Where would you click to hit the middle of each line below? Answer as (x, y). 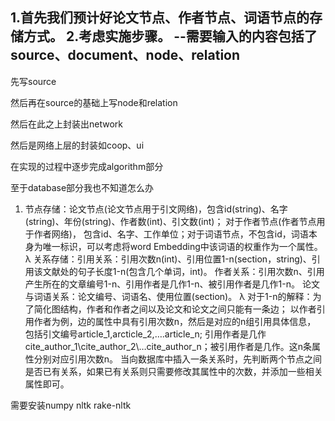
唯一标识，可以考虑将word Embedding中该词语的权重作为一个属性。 (182, 246)
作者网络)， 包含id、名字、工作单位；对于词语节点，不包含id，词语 (171, 234)
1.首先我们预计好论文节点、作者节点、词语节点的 (160, 18)
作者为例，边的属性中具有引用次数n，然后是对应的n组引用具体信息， (175, 321)
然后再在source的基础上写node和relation (94, 102)
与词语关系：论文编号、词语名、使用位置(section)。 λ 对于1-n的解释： (168, 296)
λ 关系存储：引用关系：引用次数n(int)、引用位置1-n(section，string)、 (168, 259)
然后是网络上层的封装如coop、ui (77, 145)
